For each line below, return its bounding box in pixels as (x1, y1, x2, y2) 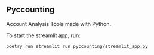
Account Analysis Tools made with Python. (6, 20, 112, 27)
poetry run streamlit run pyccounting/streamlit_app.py (6, 43, 148, 49)
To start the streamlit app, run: (6, 32, 81, 39)
